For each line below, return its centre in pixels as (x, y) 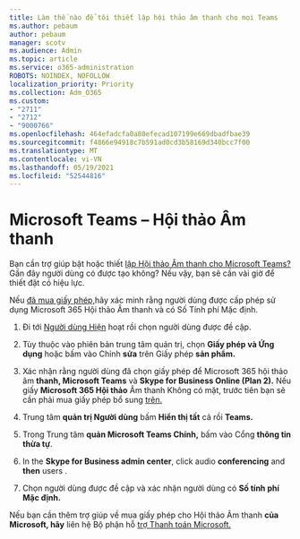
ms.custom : (30, 101)
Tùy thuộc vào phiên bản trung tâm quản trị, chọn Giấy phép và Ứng (148, 345)
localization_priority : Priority (72, 84)
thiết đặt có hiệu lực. (47, 283)
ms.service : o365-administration (72, 68)
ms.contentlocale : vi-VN (56, 159)
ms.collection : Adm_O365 (56, 92)
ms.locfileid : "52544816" (57, 175)
